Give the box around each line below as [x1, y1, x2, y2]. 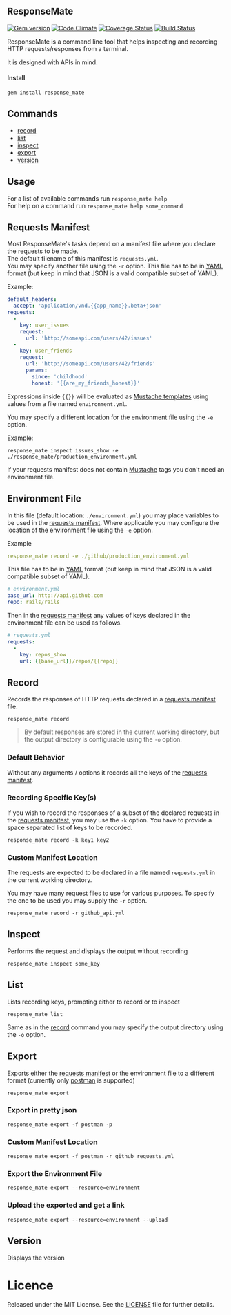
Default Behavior [7, 753, 65, 762]
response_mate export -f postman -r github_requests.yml [7, 1153, 174, 1160]
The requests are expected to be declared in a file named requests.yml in [7, 868, 216, 877]
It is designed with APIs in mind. [7, 58, 98, 66]
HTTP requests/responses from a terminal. [7, 44, 129, 53]
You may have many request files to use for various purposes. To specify [7, 889, 215, 898]
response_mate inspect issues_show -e [7, 447, 119, 454]
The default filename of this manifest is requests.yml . [7, 255, 159, 263]
